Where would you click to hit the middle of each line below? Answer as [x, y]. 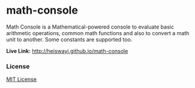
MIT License [22, 79]
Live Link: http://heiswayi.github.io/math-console [67, 51]
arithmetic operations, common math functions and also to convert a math [98, 33]
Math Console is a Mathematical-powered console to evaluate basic [90, 27]
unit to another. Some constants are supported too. [69, 39]
